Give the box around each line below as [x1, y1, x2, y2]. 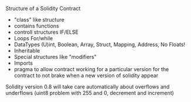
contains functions [13, 23, 59, 29]
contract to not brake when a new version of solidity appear [13, 72, 159, 79]
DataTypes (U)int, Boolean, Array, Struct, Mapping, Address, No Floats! [13, 41, 186, 48]
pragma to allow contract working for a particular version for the [13, 66, 169, 72]
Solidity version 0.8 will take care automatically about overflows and [5, 83, 170, 90]
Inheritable [13, 47, 40, 54]
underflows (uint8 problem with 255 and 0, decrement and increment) [5, 90, 174, 96]
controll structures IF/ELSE [13, 29, 79, 36]
